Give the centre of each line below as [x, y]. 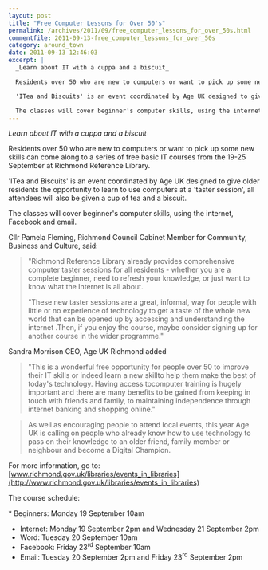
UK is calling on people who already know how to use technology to [139, 433]
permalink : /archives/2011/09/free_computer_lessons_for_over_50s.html [130, 30]
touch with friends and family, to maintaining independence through [139, 401]
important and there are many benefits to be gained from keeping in [139, 392]
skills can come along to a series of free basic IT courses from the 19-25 [127, 157]
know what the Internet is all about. [85, 287]
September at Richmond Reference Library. [79, 166]
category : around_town [46, 45]
